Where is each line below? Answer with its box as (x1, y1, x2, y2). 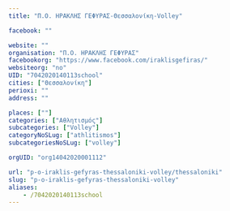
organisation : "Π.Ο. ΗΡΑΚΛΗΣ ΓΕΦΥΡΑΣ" (8, 49, 139, 57)
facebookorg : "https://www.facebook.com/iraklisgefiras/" (8, 56, 208, 65)
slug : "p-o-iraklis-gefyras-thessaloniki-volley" (8, 175, 180, 183)
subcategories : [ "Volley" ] (8, 123, 100, 132)
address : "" (8, 94, 49, 102)
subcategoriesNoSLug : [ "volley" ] (8, 139, 121, 147)
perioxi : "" (8, 86, 49, 94)
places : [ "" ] (8, 109, 53, 117)
